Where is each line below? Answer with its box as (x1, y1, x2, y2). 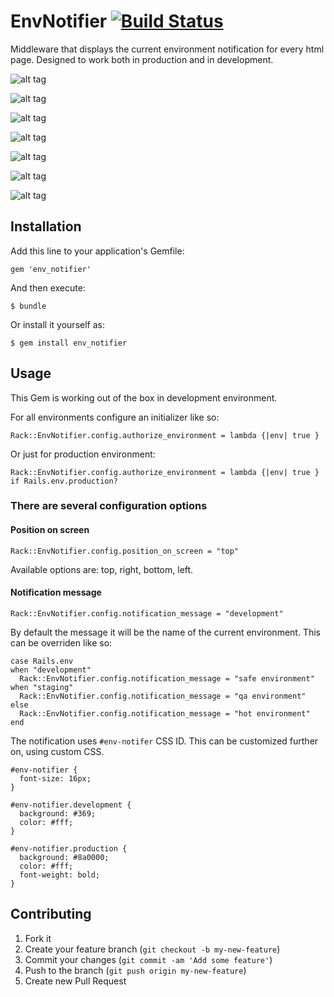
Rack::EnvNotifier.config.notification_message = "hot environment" (19, 708, 311, 719)
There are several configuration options (10, 499, 208, 513)
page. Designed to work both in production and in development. (10, 53, 274, 65)
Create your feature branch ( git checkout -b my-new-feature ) (24, 943, 281, 955)
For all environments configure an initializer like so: (10, 411, 220, 423)
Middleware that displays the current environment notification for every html (10, 43, 325, 55)
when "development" (10, 665, 92, 675)
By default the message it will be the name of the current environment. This (10, 626, 321, 638)
